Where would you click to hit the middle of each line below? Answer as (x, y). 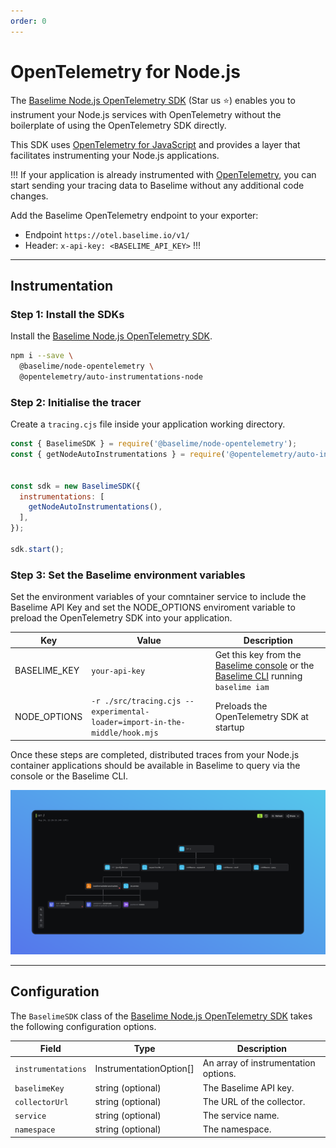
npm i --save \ (42, 356)
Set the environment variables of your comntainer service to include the (158, 597)
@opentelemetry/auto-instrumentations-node (111, 377)
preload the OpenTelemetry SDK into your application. (121, 618)
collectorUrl (41, 1102)
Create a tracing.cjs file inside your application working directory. (148, 424)
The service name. (241, 1116)
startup (229, 727)
